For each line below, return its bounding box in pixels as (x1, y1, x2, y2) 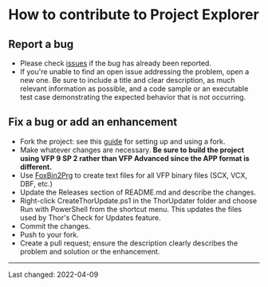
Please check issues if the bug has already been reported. (19, 58, 211, 68)
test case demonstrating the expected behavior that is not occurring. (19, 92, 246, 101)
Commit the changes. (19, 221, 91, 230)
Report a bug (8, 37, 74, 51)
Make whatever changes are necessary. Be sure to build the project (19, 145, 245, 155)
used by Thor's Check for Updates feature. (19, 213, 161, 222)
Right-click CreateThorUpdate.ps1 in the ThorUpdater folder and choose (19, 195, 258, 205)
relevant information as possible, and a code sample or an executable (19, 84, 249, 93)
